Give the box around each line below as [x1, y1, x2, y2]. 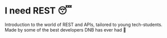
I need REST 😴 [5, 5, 72, 16]
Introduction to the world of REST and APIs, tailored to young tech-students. [5, 21, 163, 27]
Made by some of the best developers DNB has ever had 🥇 [5, 26, 126, 32]
